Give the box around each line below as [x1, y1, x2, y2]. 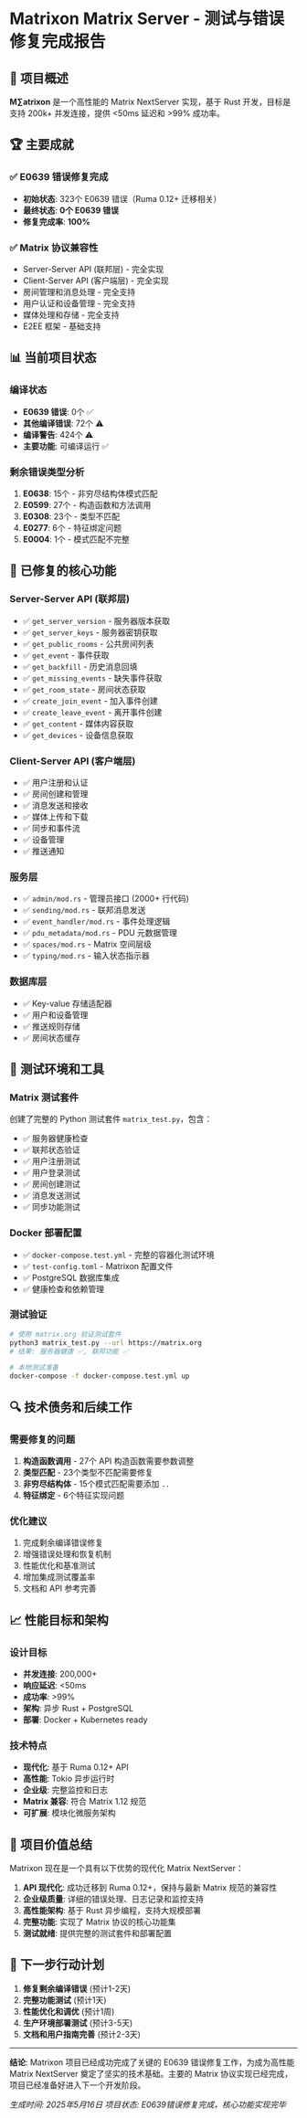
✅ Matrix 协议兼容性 [9, 241, 99, 254]
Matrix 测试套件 [9, 1091, 79, 1104]
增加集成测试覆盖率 [22, 1572, 96, 1583]
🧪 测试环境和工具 [9, 1061, 105, 1076]
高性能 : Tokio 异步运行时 [22, 1774, 115, 1784]
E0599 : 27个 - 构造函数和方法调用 [22, 499, 152, 510]
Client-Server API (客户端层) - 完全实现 [22, 275, 169, 286]
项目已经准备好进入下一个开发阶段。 [9, 2080, 146, 2091]
